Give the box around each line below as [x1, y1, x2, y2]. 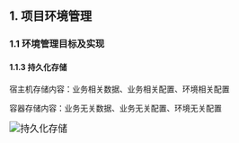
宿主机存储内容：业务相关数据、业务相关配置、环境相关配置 [9, 84, 230, 94]
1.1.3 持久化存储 [9, 61, 67, 72]
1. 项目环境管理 [9, 8, 93, 24]
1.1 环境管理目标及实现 [9, 38, 105, 50]
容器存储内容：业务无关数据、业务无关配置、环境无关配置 [9, 103, 222, 113]
